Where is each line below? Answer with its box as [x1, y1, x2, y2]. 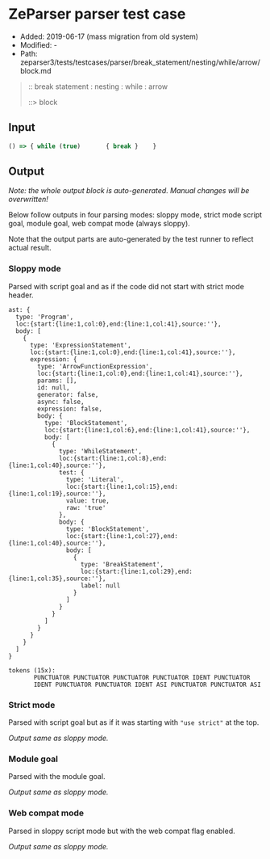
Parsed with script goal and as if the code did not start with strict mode [8, 281, 244, 291]
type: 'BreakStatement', [80, 560, 164, 568]
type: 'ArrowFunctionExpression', [37, 362, 153, 370]
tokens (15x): [8, 666, 56, 675]
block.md [19, 65, 52, 75]
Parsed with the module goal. [8, 772, 106, 781]
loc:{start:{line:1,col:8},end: [59, 454, 168, 462]
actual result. [8, 243, 52, 253]
